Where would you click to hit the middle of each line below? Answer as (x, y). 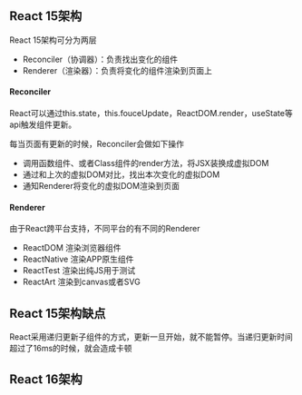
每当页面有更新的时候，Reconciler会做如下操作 (97, 144)
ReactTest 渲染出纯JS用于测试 (79, 271)
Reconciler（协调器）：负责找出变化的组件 (100, 59)
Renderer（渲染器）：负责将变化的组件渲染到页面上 (117, 70)
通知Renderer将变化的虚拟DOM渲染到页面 (101, 186)
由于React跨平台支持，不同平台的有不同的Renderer (105, 229)
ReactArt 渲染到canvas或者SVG (81, 282)
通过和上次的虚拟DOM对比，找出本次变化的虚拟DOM (121, 174)
